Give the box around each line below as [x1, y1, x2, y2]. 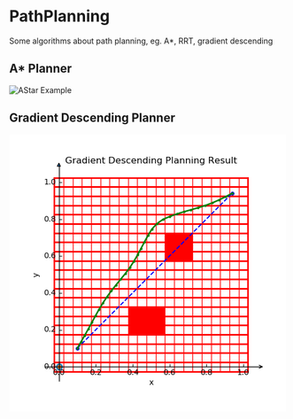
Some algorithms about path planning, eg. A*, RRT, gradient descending [9, 35, 274, 46]
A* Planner [9, 61, 73, 76]
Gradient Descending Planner [9, 111, 175, 126]
